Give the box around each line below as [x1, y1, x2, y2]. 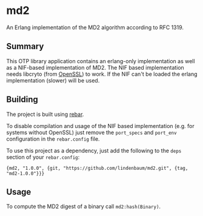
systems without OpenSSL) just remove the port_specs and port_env [6, 129, 177, 136]
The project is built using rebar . [6, 110, 84, 118]
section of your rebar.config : [6, 153, 80, 161]
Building [6, 95, 38, 105]
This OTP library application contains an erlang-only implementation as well [6, 57, 195, 64]
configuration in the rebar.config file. [6, 135, 100, 143]
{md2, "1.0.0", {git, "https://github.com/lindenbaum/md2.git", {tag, [6, 165, 188, 171]
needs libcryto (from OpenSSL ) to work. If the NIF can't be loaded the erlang [6, 70, 198, 78]
